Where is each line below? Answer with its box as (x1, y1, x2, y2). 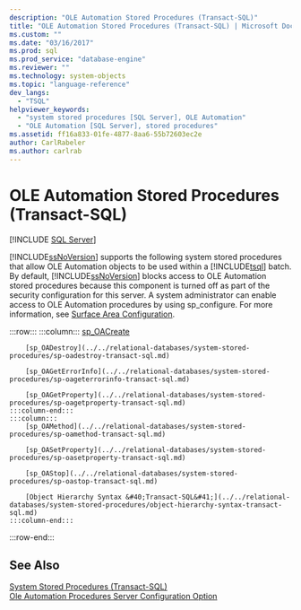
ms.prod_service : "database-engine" (9, 55, 146, 64)
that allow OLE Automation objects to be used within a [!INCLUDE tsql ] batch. (9, 261, 292, 272)
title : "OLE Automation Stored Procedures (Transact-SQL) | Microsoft (9, 22, 279, 30)
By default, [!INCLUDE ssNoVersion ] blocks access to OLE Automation (9, 270, 267, 281)
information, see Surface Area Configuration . (9, 309, 176, 319)
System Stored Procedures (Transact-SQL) (9, 581, 168, 592)
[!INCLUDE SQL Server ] (9, 234, 97, 245)
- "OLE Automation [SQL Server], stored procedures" (17, 122, 219, 131)
